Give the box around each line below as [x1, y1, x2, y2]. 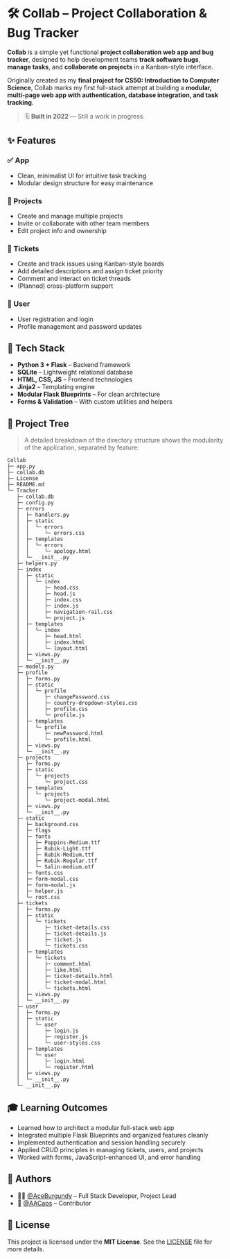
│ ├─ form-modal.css [16, 875, 79, 883]
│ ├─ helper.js [16, 888, 64, 895]
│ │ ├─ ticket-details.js [16, 930, 107, 937]
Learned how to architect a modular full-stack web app [17, 1123, 175, 1131]
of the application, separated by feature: [24, 443, 140, 452]
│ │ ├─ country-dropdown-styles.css [16, 700, 138, 707]
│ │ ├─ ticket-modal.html [16, 979, 107, 986]
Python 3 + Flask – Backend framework [17, 361, 131, 369]
